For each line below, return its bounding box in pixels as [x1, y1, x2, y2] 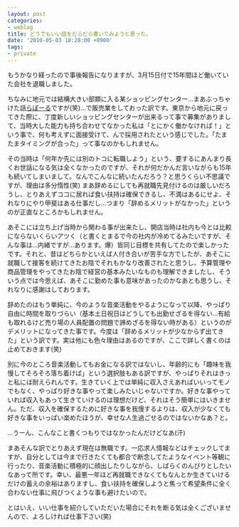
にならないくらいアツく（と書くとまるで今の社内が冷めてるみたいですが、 [7, 231, 225, 240]
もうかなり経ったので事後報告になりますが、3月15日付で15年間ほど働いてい [7, 71, 229, 79]
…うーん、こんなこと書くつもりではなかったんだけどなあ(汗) [7, 428, 186, 437]
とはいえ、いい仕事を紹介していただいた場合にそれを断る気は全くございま [7, 503, 225, 511]
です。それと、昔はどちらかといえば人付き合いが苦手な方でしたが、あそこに [7, 249, 231, 258]
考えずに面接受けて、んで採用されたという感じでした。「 [51, 130, 216, 139]
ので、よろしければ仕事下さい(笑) [13, 512, 112, 521]
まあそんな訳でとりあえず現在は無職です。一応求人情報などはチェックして [7, 443, 225, 452]
